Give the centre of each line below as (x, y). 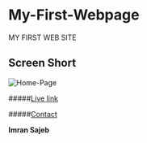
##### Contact (33, 114)
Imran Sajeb (29, 130)
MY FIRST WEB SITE (42, 37)
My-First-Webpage (74, 15)
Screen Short (42, 63)
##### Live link (34, 98)
